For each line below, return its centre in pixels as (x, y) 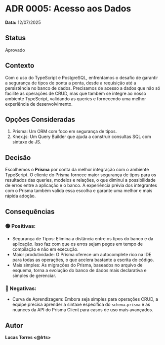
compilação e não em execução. (45, 249)
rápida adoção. (21, 196)
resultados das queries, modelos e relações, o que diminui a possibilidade (80, 180)
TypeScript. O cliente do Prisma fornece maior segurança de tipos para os (81, 175)
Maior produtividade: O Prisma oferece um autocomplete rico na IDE (82, 254)
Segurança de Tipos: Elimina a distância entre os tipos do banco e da (83, 238)
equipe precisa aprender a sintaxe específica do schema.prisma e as (81, 305)
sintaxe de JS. (27, 142)
